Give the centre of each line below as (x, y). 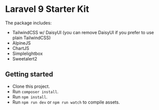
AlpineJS (22, 43)
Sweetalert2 (25, 58)
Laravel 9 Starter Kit (47, 9)
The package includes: (28, 23)
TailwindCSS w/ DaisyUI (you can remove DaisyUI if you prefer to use (83, 32)
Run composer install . (35, 91)
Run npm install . (30, 97)
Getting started (29, 75)
